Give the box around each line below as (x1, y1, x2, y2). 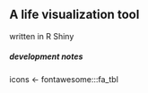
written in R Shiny (9, 30, 74, 41)
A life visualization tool (9, 7, 140, 22)
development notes (9, 51, 83, 62)
